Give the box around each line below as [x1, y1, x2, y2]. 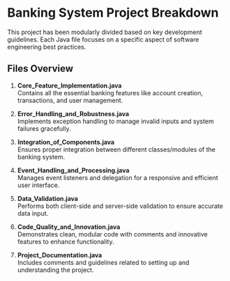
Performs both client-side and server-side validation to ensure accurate [17, 202, 224, 210]
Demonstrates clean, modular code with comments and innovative [17, 230, 208, 238]
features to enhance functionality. [17, 237, 114, 246]
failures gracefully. [17, 124, 71, 133]
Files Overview [7, 63, 74, 74]
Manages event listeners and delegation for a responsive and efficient [17, 173, 218, 182]
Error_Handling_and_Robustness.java [17, 109, 130, 118]
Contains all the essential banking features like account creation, [17, 88, 204, 97]
